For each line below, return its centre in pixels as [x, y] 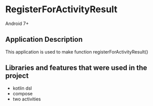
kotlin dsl [22, 88]
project [17, 76]
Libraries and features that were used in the [76, 68]
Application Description [44, 39]
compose [23, 93]
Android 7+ [17, 23]
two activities [27, 99]
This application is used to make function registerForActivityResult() [77, 51]
